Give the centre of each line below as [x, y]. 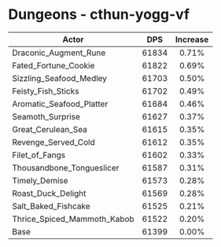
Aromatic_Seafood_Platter [60, 104]
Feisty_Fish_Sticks [46, 90]
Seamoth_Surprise [46, 116]
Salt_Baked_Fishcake [51, 206]
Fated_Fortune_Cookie [53, 65]
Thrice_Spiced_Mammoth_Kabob [74, 219]
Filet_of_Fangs [39, 155]
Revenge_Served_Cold [54, 142]
